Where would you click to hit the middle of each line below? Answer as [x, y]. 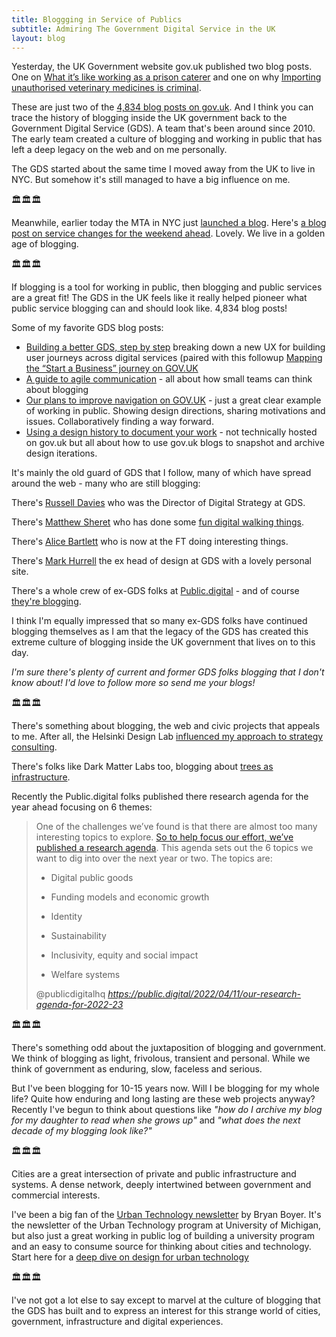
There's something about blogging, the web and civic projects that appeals [166, 726]
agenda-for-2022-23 [79, 1005]
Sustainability [78, 936]
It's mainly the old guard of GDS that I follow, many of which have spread [161, 473]
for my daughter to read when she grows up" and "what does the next [156, 1120]
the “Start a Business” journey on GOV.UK [112, 368]
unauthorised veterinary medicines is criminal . [106, 88]
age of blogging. [45, 244]
